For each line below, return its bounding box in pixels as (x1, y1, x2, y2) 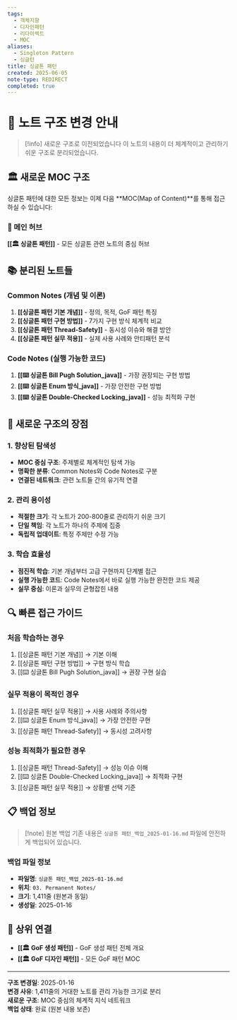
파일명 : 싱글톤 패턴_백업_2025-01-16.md (17, 874, 123, 883)
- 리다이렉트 (13, 30, 44, 37)
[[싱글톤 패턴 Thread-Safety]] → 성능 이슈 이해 (17, 763, 148, 772)
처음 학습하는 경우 (7, 632, 65, 642)
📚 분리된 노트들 (7, 264, 73, 276)
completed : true (7, 82, 55, 90)
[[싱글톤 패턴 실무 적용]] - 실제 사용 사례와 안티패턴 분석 (17, 334, 171, 343)
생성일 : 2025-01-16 (17, 900, 73, 909)
